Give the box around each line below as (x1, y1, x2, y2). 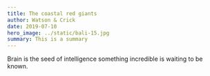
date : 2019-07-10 (7, 23, 57, 30)
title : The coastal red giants (7, 10, 97, 17)
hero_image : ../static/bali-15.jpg (7, 29, 110, 37)
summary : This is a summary (7, 36, 88, 43)
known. (7, 62, 28, 70)
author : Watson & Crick (7, 17, 76, 23)
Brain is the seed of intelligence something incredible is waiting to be (7, 55, 203, 63)
